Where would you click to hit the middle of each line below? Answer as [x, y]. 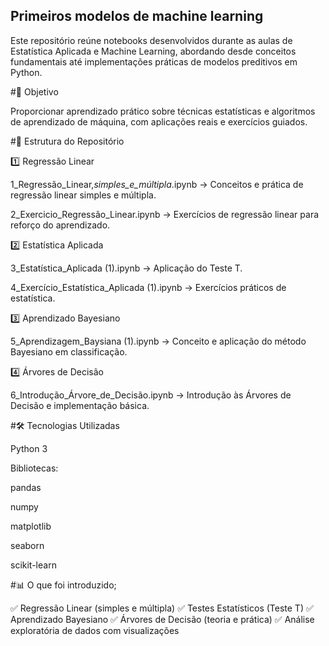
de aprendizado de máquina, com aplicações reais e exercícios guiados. [159, 121]
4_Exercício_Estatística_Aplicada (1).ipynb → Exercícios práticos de [148, 287]
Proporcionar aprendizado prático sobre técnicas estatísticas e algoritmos [163, 111]
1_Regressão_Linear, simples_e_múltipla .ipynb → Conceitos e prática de [157, 184]
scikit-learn [33, 565]
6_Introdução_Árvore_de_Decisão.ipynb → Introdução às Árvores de [151, 395]
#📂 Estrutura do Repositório [67, 141]
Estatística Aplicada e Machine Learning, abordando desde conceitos [153, 51]
